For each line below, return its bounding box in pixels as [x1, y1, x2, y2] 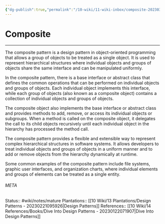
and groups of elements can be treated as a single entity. [5, 171, 120, 177]
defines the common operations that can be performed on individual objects [5, 80, 160, 86]
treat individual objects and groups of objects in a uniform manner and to [5, 146, 153, 152]
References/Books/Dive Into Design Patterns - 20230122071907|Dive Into [5, 208, 154, 214]
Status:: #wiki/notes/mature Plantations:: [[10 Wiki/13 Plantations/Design [5, 197, 151, 203]
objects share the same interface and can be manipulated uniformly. [5, 65, 143, 71]
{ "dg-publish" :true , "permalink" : [5, 7, 74, 12]
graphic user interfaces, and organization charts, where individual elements [5, 166, 158, 172]
